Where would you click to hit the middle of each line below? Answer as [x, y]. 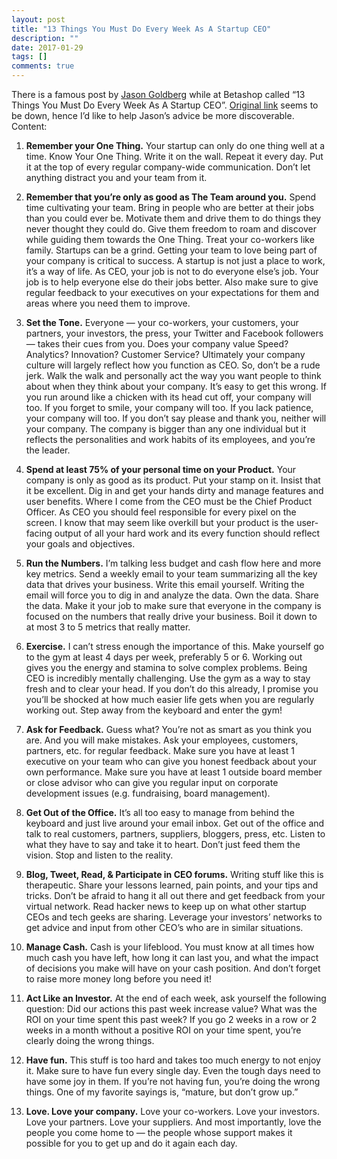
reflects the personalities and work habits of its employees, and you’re [170, 439]
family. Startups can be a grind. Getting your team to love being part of [171, 250]
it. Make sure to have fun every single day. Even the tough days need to [173, 1070]
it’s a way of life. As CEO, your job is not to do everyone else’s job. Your [172, 271]
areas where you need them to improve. [108, 303]
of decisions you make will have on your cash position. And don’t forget [173, 968]
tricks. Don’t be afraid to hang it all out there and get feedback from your [175, 895]
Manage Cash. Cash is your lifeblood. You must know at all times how [170, 947]
